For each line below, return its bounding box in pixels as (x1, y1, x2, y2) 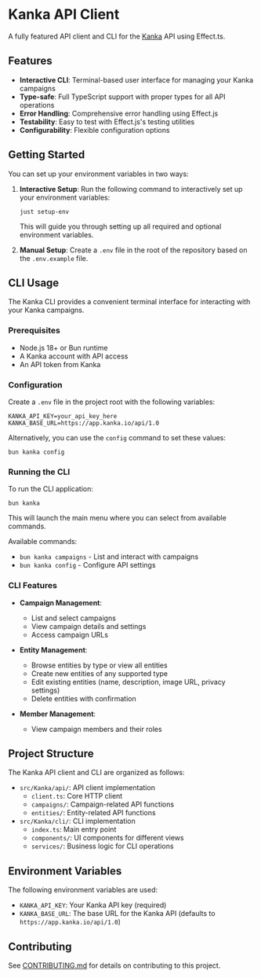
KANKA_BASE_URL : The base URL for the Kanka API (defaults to (19, 909, 216, 918)
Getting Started (8, 148, 85, 162)
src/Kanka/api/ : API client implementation (19, 783, 155, 792)
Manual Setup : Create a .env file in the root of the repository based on (19, 245, 248, 255)
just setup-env (19, 208, 70, 215)
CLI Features (8, 580, 57, 591)
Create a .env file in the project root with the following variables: (8, 397, 216, 406)
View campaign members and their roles (31, 724, 162, 733)
